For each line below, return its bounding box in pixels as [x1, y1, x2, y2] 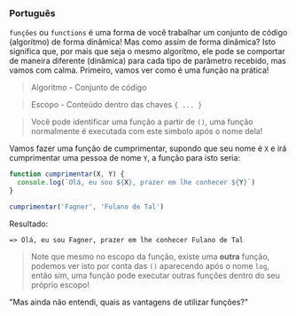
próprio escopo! [30, 279, 90, 290]
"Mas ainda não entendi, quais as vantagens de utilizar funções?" [9, 296, 249, 307]
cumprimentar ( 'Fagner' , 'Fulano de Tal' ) [9, 202, 165, 211]
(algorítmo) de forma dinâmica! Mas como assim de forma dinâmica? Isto [9, 36, 277, 47]
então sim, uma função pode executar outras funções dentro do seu [30, 270, 281, 280]
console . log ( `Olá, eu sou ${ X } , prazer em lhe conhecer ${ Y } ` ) [17, 178, 256, 187]
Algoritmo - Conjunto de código [30, 83, 147, 93]
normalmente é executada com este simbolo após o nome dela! [30, 126, 263, 137]
